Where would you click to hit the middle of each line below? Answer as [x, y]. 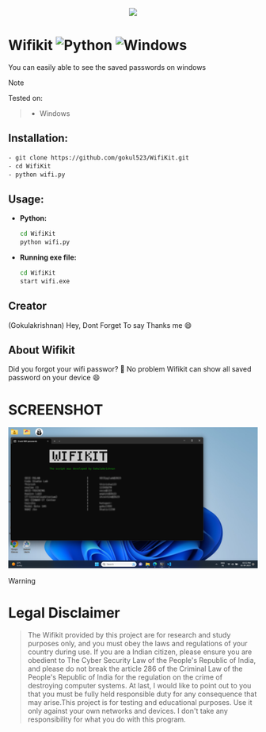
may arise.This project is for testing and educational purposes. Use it [140, 702]
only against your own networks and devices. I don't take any [127, 711]
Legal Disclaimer [64, 613]
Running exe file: [48, 257]
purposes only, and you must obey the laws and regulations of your [137, 643]
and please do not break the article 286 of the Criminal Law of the [135, 668]
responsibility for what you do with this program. [106, 719]
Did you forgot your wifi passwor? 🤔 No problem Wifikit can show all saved [130, 369]
